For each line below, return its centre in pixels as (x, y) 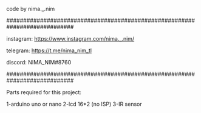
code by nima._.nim (31, 9)
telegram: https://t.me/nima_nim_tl (49, 50)
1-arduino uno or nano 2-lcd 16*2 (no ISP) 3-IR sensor (74, 104)
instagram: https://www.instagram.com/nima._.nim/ (70, 39)
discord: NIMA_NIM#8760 (39, 62)
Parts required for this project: (44, 92)
